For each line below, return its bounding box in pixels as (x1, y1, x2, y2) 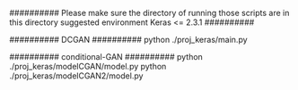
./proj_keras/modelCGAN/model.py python (9, 61, 167, 71)
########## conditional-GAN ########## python (9, 52, 204, 61)
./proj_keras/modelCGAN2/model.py (9, 70, 144, 81)
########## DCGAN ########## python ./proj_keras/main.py (9, 35, 249, 45)
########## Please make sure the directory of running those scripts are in (9, 8, 290, 18)
